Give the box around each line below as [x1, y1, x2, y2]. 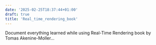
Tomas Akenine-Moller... [5, 35, 55, 41]
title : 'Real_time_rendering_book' [5, 16, 78, 21]
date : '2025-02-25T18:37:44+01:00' [5, 7, 78, 12]
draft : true [5, 12, 30, 17]
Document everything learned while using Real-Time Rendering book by [5, 30, 151, 36]
